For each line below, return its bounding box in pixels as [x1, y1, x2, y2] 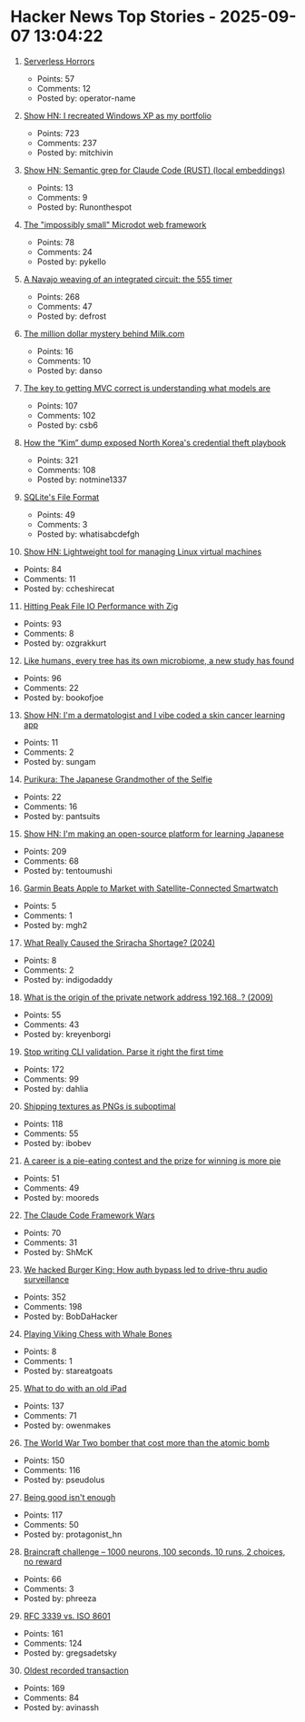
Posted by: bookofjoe [23, 692, 103, 703]
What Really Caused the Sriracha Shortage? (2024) [23, 937, 216, 948]
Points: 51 [23, 1173, 60, 1183]
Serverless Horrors [23, 55, 95, 66]
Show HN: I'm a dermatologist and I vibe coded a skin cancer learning [23, 709, 285, 720]
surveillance [23, 1273, 70, 1284]
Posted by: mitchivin [36, 147, 113, 158]
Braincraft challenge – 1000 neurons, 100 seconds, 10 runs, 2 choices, [23, 1546, 286, 1557]
